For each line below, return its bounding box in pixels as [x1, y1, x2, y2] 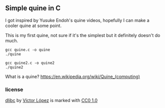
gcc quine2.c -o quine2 [5, 60, 55, 65]
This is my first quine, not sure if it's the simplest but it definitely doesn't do [5, 32, 160, 38]
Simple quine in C [5, 4, 61, 12]
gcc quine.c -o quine [5, 47, 50, 52]
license [5, 86, 23, 93]
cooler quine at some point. [5, 22, 61, 28]
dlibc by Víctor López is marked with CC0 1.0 [5, 97, 98, 103]
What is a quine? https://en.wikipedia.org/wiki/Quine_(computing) [5, 73, 140, 79]
